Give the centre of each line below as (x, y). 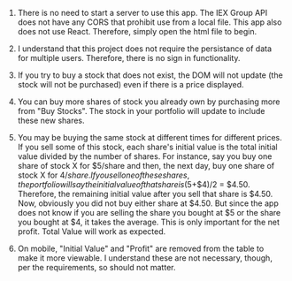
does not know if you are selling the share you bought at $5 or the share (149, 213)
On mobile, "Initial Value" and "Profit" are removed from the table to (141, 248)
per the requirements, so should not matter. (96, 267)
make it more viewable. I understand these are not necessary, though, (145, 258)
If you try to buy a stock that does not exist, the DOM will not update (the (150, 75)
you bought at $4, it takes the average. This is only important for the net (149, 222)
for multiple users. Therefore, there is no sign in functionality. (129, 58)
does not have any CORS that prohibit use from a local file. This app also (150, 22)
